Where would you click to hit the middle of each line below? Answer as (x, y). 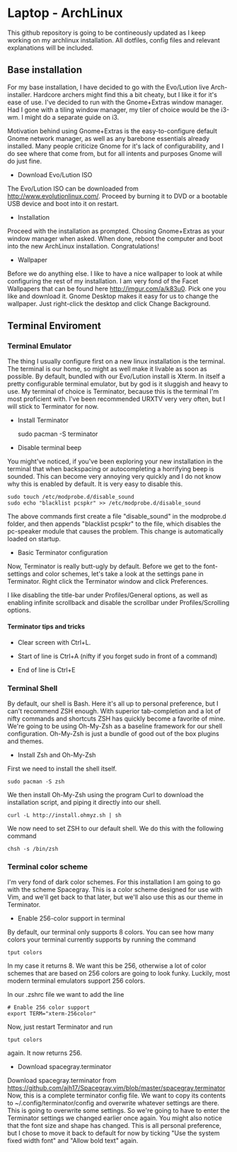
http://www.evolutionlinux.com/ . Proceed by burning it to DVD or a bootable (117, 196)
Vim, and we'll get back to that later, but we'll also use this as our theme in (115, 897)
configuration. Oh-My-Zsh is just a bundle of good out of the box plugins (113, 733)
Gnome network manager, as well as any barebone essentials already (109, 138)
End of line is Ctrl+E (46, 670)
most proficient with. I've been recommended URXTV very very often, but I (116, 399)
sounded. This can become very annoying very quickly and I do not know (114, 477)
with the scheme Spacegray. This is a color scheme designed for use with (115, 890)
